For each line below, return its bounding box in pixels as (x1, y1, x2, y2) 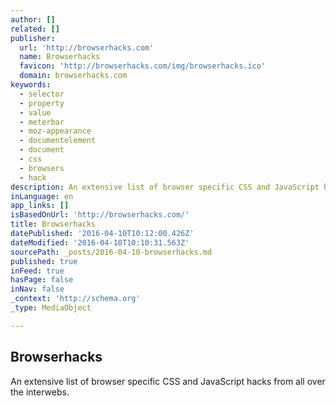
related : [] (10, 24, 60, 34)
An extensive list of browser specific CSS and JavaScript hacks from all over (10, 375, 326, 387)
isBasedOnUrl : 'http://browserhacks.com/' (10, 210, 190, 220)
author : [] (10, 14, 56, 25)
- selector (19, 89, 65, 99)
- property (19, 98, 65, 108)
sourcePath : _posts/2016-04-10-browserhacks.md (10, 247, 213, 257)
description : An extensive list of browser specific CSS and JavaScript (10, 182, 320, 192)
